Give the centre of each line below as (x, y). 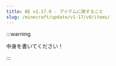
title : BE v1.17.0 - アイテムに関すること (55, 11)
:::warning (18, 34)
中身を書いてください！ (35, 46)
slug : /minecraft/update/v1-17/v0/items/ (58, 17)
